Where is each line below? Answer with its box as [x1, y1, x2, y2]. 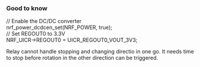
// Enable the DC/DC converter [6, 18, 82, 25]
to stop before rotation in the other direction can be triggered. [6, 55, 159, 62]
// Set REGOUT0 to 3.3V [6, 30, 66, 37]
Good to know [6, 4, 48, 12]
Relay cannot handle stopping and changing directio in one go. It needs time [6, 48, 195, 55]
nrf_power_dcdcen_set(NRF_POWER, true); [6, 24, 113, 31]
